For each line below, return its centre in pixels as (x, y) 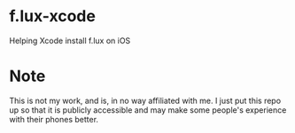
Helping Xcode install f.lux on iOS (70, 41)
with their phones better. (54, 119)
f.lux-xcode (52, 16)
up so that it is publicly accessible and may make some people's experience (148, 110)
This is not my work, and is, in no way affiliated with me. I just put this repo (145, 100)
